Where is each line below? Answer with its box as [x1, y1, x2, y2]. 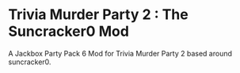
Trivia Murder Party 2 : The [8, 6, 189, 24]
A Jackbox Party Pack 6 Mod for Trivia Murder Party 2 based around [8, 48, 232, 58]
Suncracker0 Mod [8, 22, 129, 40]
